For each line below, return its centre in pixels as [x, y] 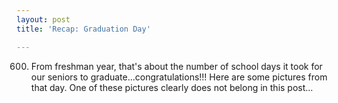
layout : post [43, 19]
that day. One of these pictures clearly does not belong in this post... [172, 87]
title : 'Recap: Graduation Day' [83, 29]
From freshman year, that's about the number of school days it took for [176, 66]
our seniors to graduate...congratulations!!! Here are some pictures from [179, 77]
